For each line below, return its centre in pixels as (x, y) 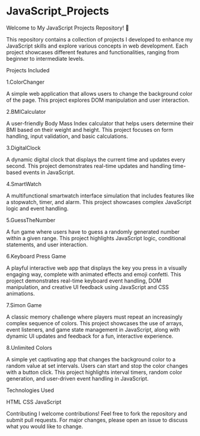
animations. (20, 293)
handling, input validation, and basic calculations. (67, 136)
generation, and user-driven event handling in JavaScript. (77, 378)
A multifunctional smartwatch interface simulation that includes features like (100, 195)
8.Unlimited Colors (29, 347)
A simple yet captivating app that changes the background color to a (91, 359)
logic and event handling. (38, 208)
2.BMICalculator (26, 111)
